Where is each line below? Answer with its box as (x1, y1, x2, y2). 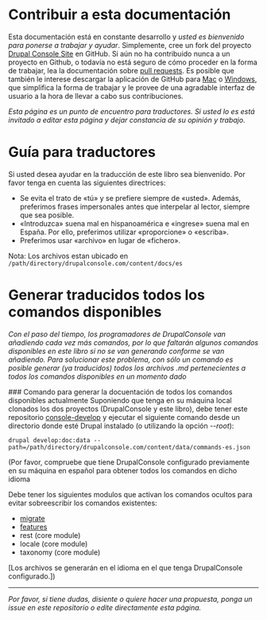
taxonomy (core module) (19, 547, 101, 557)
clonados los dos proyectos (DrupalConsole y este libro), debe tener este (8, 404, 248, 414)
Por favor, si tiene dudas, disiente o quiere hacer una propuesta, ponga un (8, 594, 253, 603)
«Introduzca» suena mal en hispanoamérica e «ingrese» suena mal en (19, 218, 250, 228)
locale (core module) (19, 539, 88, 548)
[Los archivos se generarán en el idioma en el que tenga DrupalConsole (8, 563, 243, 572)
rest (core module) (19, 530, 81, 540)
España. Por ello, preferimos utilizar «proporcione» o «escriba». (19, 227, 229, 237)
